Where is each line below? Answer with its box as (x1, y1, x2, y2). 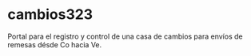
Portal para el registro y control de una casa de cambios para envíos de (7, 32, 243, 41)
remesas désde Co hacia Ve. (7, 39, 102, 49)
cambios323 (7, 6, 94, 24)
